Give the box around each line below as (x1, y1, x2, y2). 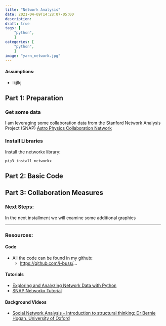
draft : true (5, 21, 30, 26)
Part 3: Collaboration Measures (5, 188, 104, 197)
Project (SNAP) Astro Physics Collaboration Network (5, 125, 112, 131)
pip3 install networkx (5, 158, 52, 163)
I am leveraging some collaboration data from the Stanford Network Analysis (5, 120, 161, 126)
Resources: (5, 232, 33, 238)
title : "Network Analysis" (5, 7, 61, 12)
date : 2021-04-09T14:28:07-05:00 (5, 12, 74, 17)
